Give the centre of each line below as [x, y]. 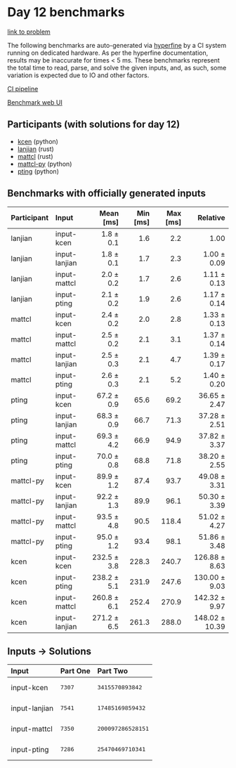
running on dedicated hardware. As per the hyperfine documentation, [108, 53]
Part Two [113, 671]
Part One [75, 671]
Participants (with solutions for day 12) [94, 125]
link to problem [29, 32]
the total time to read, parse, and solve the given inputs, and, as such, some [117, 67]
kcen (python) [38, 141]
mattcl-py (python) [45, 164]
